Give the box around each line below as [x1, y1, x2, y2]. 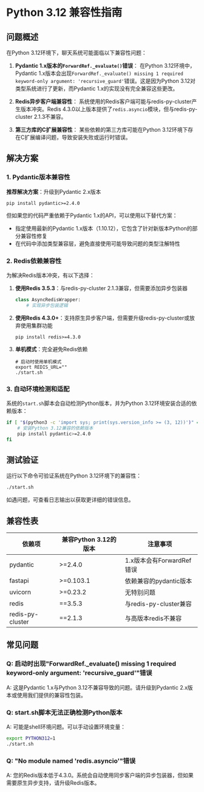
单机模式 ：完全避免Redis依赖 [15, 345, 88, 352]
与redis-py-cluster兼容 [124, 600, 192, 608]
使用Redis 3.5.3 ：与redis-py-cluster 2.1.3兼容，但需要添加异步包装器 [15, 284, 188, 291]
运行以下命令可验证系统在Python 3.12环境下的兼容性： [6, 472, 141, 479]
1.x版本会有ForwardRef [124, 556, 192, 565]
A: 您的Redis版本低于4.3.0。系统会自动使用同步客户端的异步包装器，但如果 [6, 772, 194, 779]
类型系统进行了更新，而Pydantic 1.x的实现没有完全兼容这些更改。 [15, 85, 178, 92]
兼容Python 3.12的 [61, 535, 117, 544]
